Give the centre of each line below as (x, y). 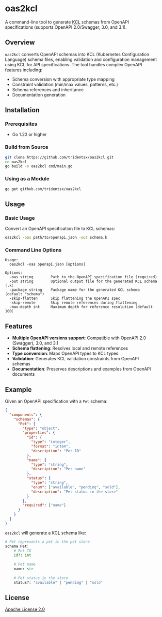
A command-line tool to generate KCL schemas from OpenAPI (67, 22)
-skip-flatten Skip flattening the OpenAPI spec (65, 299)
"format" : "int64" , (50, 446)
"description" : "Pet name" (58, 469)
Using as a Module (27, 179)
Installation (22, 110)
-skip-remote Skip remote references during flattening (73, 303)
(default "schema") (25, 294)
